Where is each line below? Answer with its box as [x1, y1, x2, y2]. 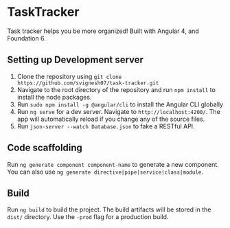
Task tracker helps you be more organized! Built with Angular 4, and [7, 27, 199, 35]
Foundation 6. [7, 34, 46, 42]
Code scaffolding [7, 142, 82, 154]
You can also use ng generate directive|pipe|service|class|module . [7, 168, 204, 176]
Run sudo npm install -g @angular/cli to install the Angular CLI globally [16, 100, 224, 109]
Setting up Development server [7, 54, 144, 66]
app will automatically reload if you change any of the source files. [16, 115, 205, 123]
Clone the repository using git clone [16, 72, 122, 80]
